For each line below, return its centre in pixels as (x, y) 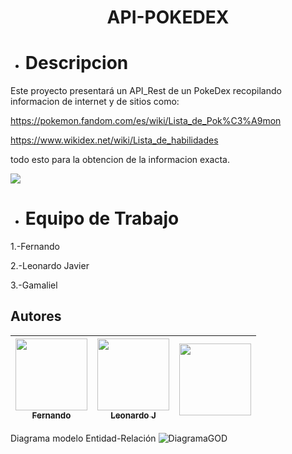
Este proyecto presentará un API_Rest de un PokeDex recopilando (146, 91)
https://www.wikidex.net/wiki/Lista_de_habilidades (114, 140)
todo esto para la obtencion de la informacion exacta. (120, 160)
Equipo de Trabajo (102, 218)
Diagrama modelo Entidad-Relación (83, 438)
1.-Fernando (35, 247)
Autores (36, 316)
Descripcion (76, 63)
